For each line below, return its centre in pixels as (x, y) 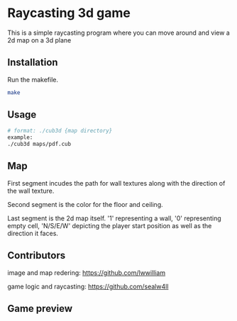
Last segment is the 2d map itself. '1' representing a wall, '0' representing (114, 218)
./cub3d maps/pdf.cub (39, 144)
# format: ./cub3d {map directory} (60, 131)
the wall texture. (31, 191)
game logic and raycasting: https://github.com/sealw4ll (88, 286)
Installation (33, 63)
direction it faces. (33, 233)
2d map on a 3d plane (39, 40)
